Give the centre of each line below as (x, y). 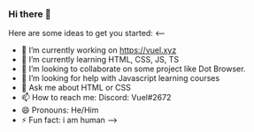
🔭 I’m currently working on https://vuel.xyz (99, 50)
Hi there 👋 (30, 14)
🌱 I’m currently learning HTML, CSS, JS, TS (100, 60)
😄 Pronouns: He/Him (60, 110)
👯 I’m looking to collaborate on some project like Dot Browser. (133, 69)
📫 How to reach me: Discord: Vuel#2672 (96, 98)
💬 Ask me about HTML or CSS (76, 88)
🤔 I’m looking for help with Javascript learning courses (120, 78)
